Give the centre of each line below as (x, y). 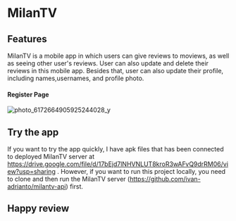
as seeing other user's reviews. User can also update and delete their (108, 63)
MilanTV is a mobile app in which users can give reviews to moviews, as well (118, 56)
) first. (74, 187)
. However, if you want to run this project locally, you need (142, 172)
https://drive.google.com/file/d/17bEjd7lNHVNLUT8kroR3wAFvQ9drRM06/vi (118, 164)
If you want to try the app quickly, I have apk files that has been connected (116, 149)
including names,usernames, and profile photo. (76, 78)
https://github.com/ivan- (165, 179)
